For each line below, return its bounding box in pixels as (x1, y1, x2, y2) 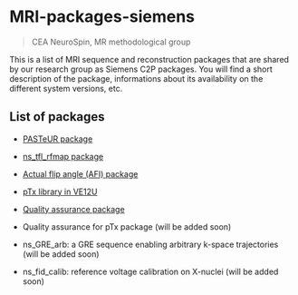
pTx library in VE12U (22, 186, 98, 197)
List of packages (9, 109, 106, 124)
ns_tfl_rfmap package (22, 151, 104, 162)
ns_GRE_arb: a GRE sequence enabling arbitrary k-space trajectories (22, 239, 279, 250)
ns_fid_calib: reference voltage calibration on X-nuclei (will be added (22, 266, 279, 277)
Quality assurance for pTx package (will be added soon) (22, 221, 232, 232)
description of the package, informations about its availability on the (9, 73, 264, 84)
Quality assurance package (22, 203, 125, 214)
